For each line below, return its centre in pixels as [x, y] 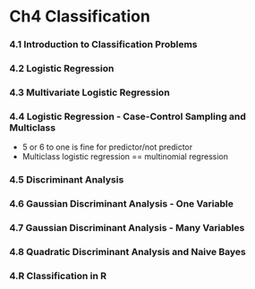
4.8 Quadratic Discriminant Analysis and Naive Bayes [127, 251]
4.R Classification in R [58, 276]
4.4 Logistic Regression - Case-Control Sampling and [127, 116]
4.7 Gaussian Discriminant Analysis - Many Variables [127, 228]
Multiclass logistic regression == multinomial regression [125, 157]
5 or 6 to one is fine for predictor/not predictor [107, 147]
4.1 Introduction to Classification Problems [104, 45]
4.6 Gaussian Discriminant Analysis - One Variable [122, 204]
